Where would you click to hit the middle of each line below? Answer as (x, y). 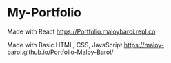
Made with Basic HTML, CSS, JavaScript (65, 45)
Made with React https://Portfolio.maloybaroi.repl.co (81, 32)
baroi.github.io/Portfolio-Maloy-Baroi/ (60, 52)
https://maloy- (144, 45)
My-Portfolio (44, 13)
